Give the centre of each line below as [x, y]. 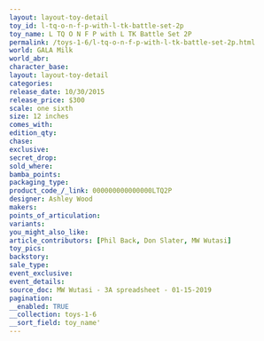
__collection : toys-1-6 [53, 315]
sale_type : [29, 266]
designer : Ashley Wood [51, 199]
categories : [31, 83]
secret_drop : [33, 158]
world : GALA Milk [41, 51]
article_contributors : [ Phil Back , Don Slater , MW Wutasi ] [120, 241]
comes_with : [31, 125]
